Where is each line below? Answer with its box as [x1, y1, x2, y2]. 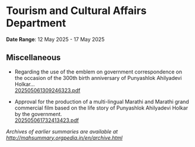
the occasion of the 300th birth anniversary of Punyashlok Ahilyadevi [14, 74, 182, 81]
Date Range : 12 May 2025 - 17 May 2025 [6, 36, 105, 43]
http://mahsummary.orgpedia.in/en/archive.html [6, 134, 123, 141]
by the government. [14, 110, 63, 117]
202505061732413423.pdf [14, 117, 79, 124]
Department [6, 16, 66, 30]
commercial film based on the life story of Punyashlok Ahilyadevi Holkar [14, 104, 189, 111]
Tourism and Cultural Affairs [6, 4, 147, 17]
